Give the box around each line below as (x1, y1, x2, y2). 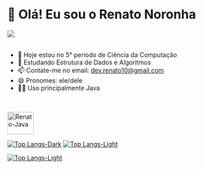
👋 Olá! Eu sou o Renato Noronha (7, 6, 197, 23)
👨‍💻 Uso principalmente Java (17, 83, 100, 92)
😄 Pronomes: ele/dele (17, 76, 83, 84)
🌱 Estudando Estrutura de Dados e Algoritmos (17, 58, 152, 66)
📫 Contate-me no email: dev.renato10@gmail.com (17, 66, 164, 74)
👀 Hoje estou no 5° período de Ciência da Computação (17, 50, 178, 59)
